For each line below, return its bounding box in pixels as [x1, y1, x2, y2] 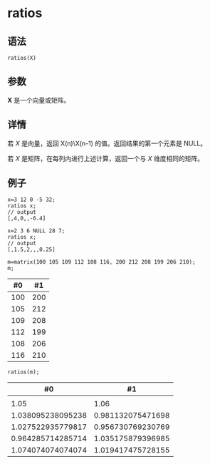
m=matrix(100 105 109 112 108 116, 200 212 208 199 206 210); [7, 259, 196, 266]
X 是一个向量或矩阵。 [7, 96, 70, 104]
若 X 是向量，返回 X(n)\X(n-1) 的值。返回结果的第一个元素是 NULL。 [7, 139, 207, 148]
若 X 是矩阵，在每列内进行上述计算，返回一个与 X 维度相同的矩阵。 [7, 154, 204, 163]
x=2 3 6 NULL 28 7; [7, 227, 65, 234]
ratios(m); [7, 368, 40, 376]
